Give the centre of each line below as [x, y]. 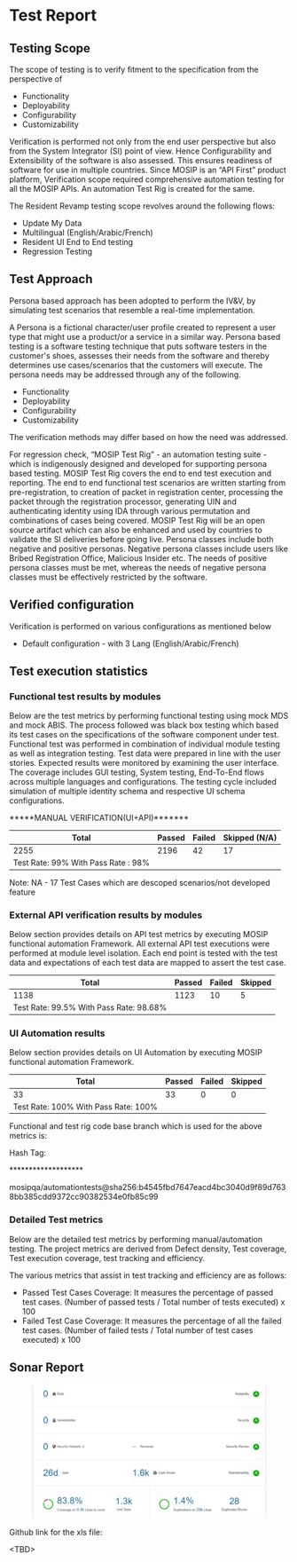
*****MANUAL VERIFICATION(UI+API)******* [99, 818]
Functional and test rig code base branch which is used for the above [136, 1126]
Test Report [53, 16]
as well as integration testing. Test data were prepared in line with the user [145, 753]
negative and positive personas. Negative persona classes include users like [148, 548]
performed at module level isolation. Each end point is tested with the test [144, 953]
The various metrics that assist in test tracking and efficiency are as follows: [148, 1275]
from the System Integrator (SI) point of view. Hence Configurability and [141, 151]
